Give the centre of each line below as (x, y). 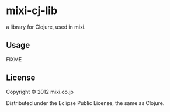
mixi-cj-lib (32, 11)
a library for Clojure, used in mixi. (46, 27)
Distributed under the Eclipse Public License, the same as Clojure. (85, 103)
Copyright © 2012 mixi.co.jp (40, 92)
